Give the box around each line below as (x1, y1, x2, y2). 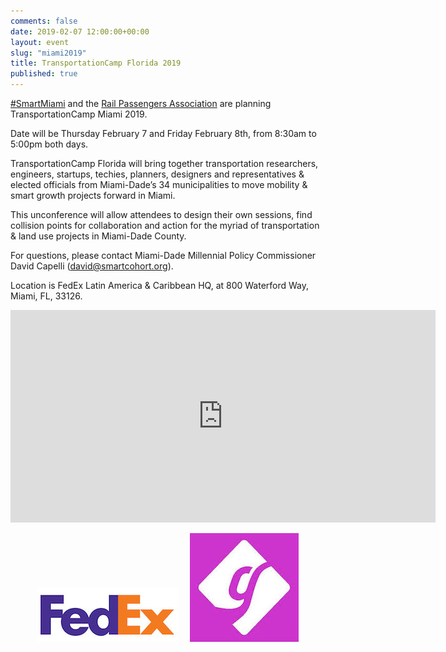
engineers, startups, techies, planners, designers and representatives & (10, 168, 305, 180)
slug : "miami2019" (10, 48, 87, 58)
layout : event (10, 37, 70, 47)
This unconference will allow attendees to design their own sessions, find (10, 209, 313, 220)
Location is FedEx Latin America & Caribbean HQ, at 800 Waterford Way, (10, 280, 310, 291)
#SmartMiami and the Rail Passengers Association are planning (10, 98, 272, 109)
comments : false (10, 16, 78, 26)
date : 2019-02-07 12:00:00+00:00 (10, 26, 150, 37)
